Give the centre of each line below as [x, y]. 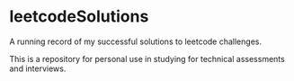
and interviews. [38, 68]
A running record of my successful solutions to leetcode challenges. [136, 41]
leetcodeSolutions [79, 17]
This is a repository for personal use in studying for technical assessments [147, 58]
